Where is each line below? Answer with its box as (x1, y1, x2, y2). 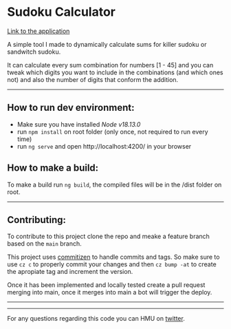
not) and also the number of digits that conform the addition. (7, 75, 179, 83)
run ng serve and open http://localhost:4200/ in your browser (16, 142, 192, 150)
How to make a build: (7, 162, 99, 174)
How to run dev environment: (7, 102, 135, 114)
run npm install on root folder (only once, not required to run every (16, 127, 208, 136)
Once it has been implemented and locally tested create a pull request (7, 281, 206, 289)
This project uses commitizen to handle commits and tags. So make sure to (7, 253, 220, 262)
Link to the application (7, 27, 70, 35)
